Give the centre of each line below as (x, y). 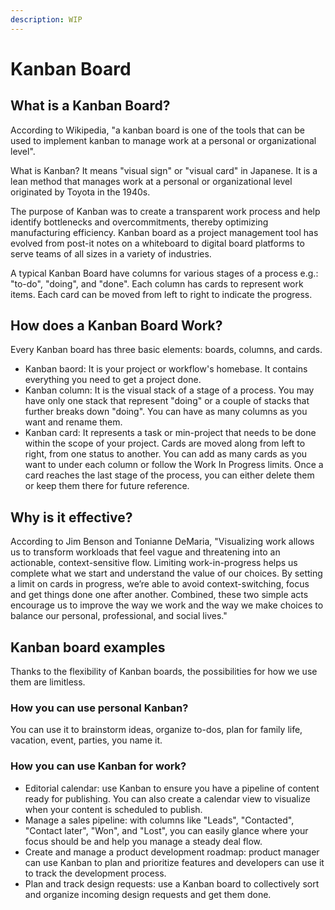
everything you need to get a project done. (113, 380)
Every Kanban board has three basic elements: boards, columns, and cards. (166, 350)
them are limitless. (48, 682)
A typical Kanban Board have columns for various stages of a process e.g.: (164, 273)
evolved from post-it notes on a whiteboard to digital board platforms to (157, 243)
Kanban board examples (88, 647)
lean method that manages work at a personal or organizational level (151, 181)
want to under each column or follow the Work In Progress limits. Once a (174, 465)
